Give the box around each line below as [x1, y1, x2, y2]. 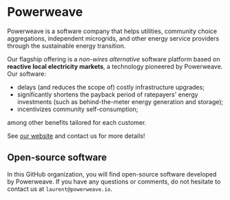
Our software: [7, 70, 47, 78]
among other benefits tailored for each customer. [7, 118, 147, 126]
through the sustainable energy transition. [7, 41, 126, 50]
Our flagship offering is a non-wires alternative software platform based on [7, 54, 220, 63]
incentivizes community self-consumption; [17, 105, 138, 113]
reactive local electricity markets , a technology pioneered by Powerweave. [7, 62, 223, 70]
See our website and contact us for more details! [7, 132, 145, 140]
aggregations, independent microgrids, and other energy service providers [7, 34, 220, 42]
